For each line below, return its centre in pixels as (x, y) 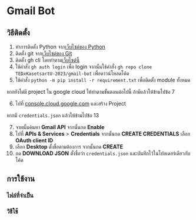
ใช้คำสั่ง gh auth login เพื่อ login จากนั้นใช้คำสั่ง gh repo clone (84, 67)
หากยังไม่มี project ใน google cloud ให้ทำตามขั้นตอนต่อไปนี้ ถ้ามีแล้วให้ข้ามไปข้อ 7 (91, 92)
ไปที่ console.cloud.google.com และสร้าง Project (70, 104)
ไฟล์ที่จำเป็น (20, 196)
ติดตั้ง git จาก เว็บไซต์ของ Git (44, 53)
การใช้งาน (21, 179)
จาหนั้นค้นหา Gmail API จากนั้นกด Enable (60, 127)
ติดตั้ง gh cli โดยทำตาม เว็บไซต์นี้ (47, 60)
